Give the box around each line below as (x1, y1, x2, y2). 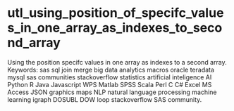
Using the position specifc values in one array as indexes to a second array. (7, 58, 227, 66)
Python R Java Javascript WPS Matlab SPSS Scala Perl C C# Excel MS (7, 80, 212, 89)
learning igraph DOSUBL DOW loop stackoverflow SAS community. (7, 95, 202, 103)
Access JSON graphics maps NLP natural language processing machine (7, 88, 217, 96)
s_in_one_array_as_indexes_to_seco (7, 20, 223, 36)
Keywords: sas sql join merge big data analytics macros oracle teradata (7, 65, 215, 74)
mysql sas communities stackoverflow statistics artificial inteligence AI (7, 72, 212, 81)
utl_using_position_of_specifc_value (7, 5, 224, 21)
